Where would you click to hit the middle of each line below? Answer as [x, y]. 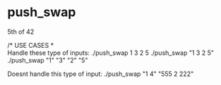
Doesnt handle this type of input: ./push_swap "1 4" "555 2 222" [101, 74]
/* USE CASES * [31, 45]
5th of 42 [21, 32]
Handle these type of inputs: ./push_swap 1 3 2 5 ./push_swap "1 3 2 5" [110, 53]
